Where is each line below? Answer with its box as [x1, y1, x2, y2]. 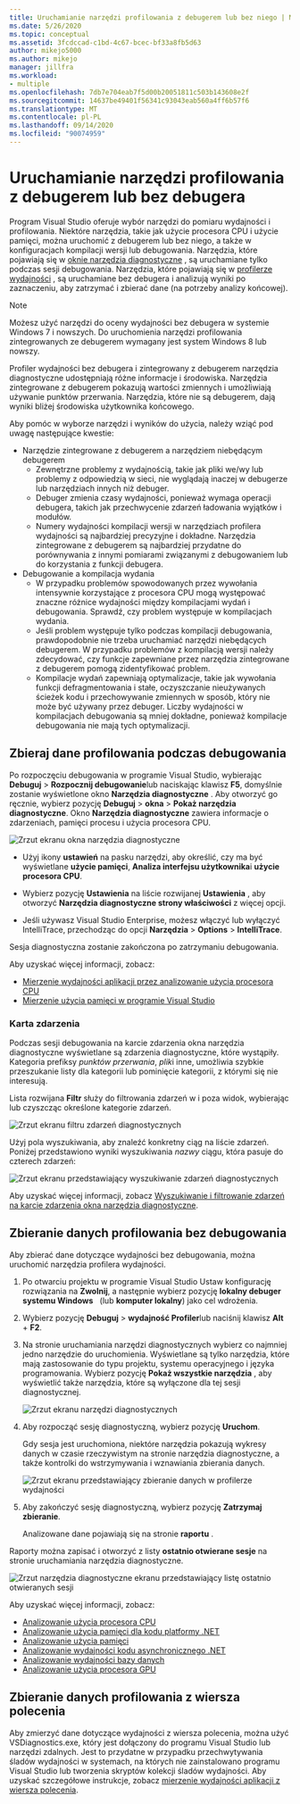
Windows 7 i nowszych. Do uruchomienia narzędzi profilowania [9, 327, 243, 337]
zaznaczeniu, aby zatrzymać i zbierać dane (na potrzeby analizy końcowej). [9, 282, 288, 293]
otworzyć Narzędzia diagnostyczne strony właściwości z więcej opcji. [21, 897, 287, 908]
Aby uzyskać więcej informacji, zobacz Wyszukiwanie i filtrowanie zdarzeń [9, 1190, 285, 1201]
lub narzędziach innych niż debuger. [35, 483, 170, 494]
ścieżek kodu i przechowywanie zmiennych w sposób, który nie [35, 691, 271, 702]
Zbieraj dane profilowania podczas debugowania [9, 746, 287, 761]
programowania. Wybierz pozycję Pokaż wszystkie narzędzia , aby [21, 1368, 272, 1378]
